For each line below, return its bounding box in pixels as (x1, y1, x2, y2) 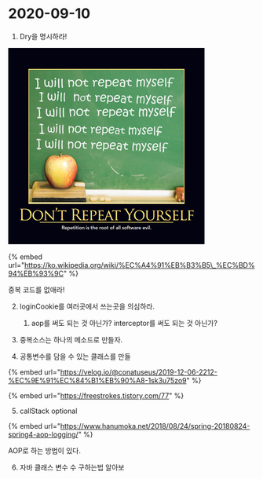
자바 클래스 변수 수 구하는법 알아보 (19, 463, 125, 472)
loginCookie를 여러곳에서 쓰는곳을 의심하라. (19, 302, 155, 311)
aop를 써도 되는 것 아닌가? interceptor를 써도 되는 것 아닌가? (31, 318, 218, 327)
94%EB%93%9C (8, 269, 64, 278)
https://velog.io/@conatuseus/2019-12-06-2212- (60, 367, 218, 377)
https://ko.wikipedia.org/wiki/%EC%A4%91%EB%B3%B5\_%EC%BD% (24, 260, 255, 269)
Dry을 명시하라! (19, 31, 68, 41)
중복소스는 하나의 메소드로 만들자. (19, 335, 123, 344)
